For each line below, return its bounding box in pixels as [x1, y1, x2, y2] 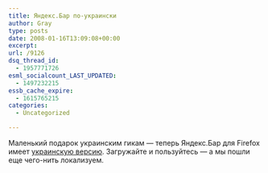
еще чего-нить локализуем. [8, 155, 105, 165]
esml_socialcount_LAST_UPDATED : [8, 72, 117, 80]
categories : [8, 101, 48, 109]
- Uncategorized [15, 109, 70, 117]
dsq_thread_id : [8, 57, 60, 65]
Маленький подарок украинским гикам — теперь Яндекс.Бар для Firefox [8, 138, 260, 147]
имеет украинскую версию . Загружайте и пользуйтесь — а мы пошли [8, 146, 251, 156]
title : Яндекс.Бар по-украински [8, 11, 117, 20]
